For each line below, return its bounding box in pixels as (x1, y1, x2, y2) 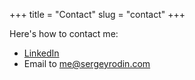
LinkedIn (23, 47, 60, 59)
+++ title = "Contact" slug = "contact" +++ (9, 9, 186, 20)
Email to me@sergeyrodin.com (23, 58, 151, 69)
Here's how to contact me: (9, 28, 119, 39)
